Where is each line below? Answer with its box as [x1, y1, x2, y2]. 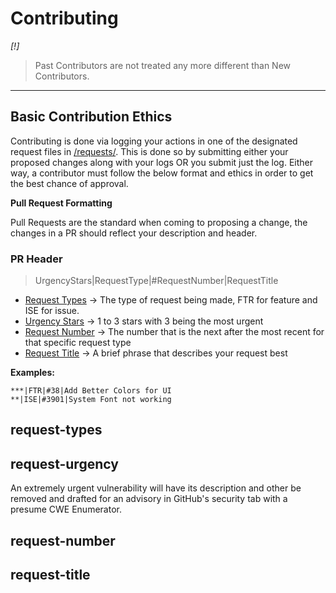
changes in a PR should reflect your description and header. [10, 227, 258, 239]
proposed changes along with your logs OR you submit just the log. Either [10, 156, 314, 168]
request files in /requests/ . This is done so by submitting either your [10, 145, 289, 157]
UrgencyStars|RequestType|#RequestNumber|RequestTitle [34, 275, 279, 287]
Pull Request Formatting [10, 197, 113, 209]
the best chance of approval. [10, 177, 129, 189]
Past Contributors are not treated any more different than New [34, 59, 292, 71]
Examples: [10, 367, 55, 379]
